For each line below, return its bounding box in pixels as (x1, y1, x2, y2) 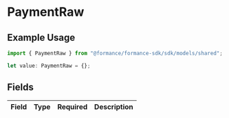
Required (57, 101, 88, 111)
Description (94, 101, 134, 111)
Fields (7, 81, 34, 93)
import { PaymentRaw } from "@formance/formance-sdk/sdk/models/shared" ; (7, 50, 223, 57)
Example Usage (7, 32, 76, 43)
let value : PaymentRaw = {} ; (7, 62, 91, 69)
